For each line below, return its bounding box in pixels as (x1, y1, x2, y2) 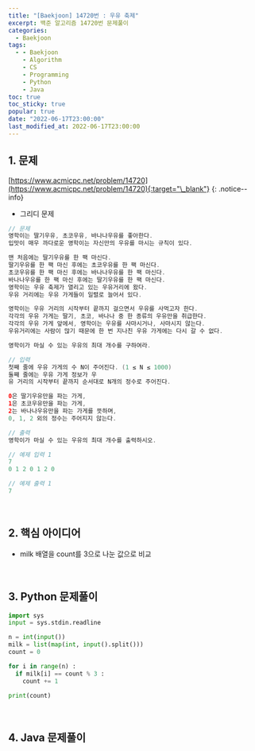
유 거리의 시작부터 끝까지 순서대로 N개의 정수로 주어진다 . (8, 378, 171, 386)
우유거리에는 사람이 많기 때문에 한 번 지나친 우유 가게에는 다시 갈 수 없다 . (8, 327, 224, 335)
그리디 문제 (19, 208, 55, 219)
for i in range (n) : (8, 662, 77, 670)
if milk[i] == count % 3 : (15, 669, 105, 678)
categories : (8, 26, 48, 34)
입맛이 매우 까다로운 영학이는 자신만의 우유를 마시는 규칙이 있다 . (8, 239, 193, 247)
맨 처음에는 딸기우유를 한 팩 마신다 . (8, 254, 112, 262)
